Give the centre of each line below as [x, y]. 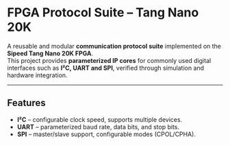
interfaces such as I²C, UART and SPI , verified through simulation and [105, 68]
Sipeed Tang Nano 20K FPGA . [50, 53]
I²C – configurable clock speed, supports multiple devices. [100, 119]
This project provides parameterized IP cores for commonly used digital [109, 60]
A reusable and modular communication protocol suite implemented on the [114, 46]
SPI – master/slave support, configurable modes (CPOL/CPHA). [106, 134]
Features [26, 103]
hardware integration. [37, 75]
